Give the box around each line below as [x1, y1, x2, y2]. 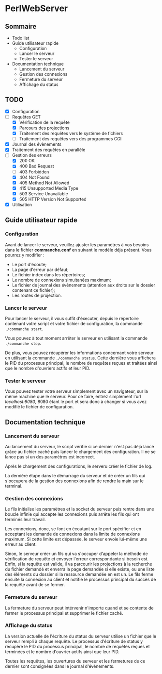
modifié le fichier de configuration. [5, 404, 74, 410]
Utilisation [12, 202, 32, 207]
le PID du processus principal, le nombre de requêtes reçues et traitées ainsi [5, 360, 157, 366]
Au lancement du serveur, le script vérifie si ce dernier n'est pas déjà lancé [5, 443, 154, 449]
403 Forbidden [19, 168, 49, 175]
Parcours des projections [19, 125, 70, 131]
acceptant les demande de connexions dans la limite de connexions [5, 531, 140, 537]
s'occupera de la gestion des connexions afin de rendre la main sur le [5, 478, 144, 484]
